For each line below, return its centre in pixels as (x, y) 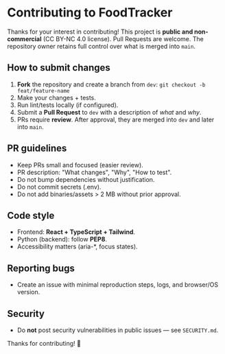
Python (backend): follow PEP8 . (62, 239)
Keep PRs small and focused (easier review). (80, 165)
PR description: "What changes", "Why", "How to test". (94, 172)
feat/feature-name (43, 91)
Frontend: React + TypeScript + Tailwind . (76, 232)
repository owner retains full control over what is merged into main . (101, 46)
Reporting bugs (41, 268)
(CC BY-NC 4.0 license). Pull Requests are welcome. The (123, 38)
